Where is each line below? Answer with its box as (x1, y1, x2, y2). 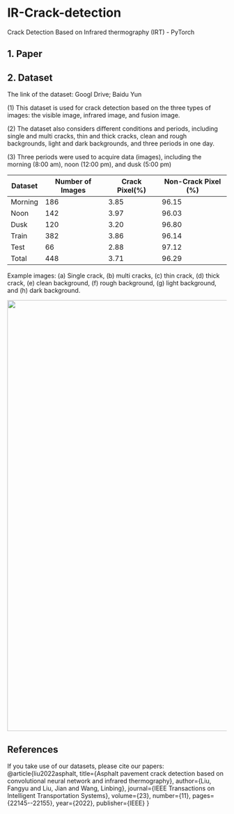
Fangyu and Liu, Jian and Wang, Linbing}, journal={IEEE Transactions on (7, 784, 214, 792)
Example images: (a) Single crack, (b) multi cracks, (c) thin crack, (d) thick (7, 271, 220, 280)
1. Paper (7, 48, 43, 60)
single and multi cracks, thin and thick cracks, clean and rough (7, 132, 187, 141)
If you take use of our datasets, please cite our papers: (7, 762, 164, 770)
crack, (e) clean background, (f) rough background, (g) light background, (7, 279, 217, 287)
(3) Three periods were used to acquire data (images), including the (7, 153, 202, 161)
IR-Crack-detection (7, 5, 122, 21)
